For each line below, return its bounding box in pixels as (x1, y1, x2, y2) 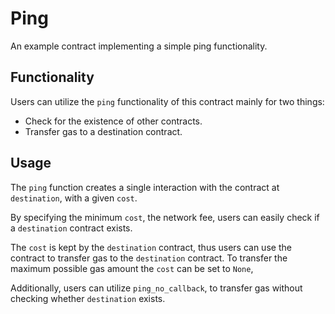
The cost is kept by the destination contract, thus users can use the (10, 241, 292, 253)
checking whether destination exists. (10, 292, 166, 304)
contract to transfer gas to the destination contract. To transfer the (10, 252, 288, 264)
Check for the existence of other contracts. (24, 115, 203, 127)
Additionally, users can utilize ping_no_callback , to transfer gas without (10, 282, 303, 294)
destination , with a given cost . (10, 192, 138, 204)
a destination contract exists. (10, 222, 133, 234)
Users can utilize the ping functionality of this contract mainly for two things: (10, 95, 325, 107)
